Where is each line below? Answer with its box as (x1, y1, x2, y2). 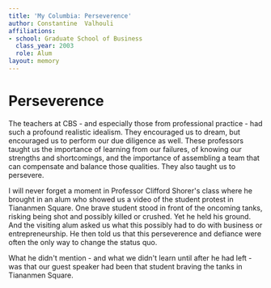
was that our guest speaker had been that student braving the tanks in (8, 261, 243, 271)
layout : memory (8, 57, 60, 66)
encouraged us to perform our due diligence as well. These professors (8, 135, 244, 146)
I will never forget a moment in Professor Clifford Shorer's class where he (8, 185, 253, 195)
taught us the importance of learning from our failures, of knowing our (8, 144, 243, 154)
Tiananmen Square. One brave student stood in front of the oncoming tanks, (8, 203, 263, 213)
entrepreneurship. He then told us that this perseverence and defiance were (8, 228, 261, 239)
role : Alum (15, 49, 53, 57)
